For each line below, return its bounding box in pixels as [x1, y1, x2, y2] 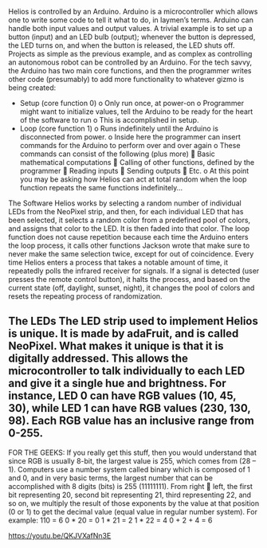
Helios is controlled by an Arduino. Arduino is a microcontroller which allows [8, 7, 258, 16]
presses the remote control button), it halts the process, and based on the [8, 275, 251, 284]
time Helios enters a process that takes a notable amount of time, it [8, 258, 229, 267]
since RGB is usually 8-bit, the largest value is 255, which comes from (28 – [8, 456, 257, 465]
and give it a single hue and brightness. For [8, 377, 226, 390]
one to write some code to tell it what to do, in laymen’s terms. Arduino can [8, 15, 253, 25]
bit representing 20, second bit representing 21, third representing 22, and [8, 490, 252, 499]
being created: [8, 83, 57, 92]
